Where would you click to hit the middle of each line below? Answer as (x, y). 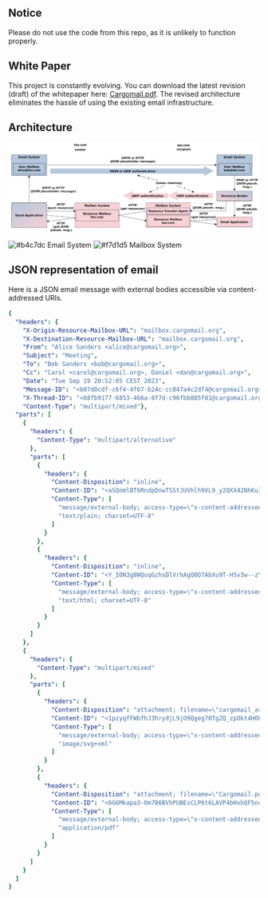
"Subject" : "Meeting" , (60, 356)
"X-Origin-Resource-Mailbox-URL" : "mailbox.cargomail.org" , (124, 330)
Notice (25, 13)
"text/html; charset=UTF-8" (105, 600)
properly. (23, 41)
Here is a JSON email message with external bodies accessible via (118, 289)
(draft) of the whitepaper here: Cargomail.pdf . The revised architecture (124, 94)
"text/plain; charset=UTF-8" (107, 516)
